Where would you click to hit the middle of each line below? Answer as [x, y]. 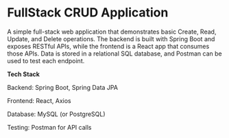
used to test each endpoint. [46, 60]
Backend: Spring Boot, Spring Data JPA [63, 87]
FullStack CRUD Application [88, 13]
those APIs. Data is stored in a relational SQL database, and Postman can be [114, 54]
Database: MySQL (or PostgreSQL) [56, 114]
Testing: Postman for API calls [49, 127]
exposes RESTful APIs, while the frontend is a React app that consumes [108, 46]
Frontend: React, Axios [39, 100]
